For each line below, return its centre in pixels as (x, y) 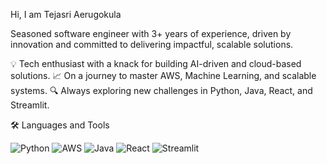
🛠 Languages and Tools (60, 125)
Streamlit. (30, 105)
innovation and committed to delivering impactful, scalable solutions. (152, 44)
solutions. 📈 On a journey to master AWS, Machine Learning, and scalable (163, 75)
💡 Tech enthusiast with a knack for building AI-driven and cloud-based (156, 63)
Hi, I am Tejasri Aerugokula (66, 14)
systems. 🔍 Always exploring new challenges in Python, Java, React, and (161, 90)
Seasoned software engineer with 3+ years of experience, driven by (151, 33)
